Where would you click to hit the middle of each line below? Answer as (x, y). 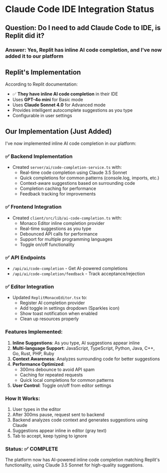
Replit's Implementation (43, 72)
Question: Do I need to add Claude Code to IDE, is (83, 28)
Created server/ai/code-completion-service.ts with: (67, 167)
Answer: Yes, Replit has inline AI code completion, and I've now (83, 50)
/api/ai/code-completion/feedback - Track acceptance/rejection (79, 274)
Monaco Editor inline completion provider (62, 223)
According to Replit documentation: (42, 84)
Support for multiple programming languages (66, 239)
